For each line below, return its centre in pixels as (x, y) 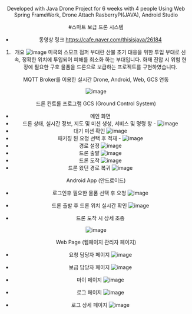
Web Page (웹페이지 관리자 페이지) (96, 242)
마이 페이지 (89, 280)
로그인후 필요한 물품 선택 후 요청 (89, 193)
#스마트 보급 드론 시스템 (96, 27)
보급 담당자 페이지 (89, 267)
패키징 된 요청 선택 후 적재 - (89, 138)
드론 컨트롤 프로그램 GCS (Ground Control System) (96, 103)
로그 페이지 (89, 292)
